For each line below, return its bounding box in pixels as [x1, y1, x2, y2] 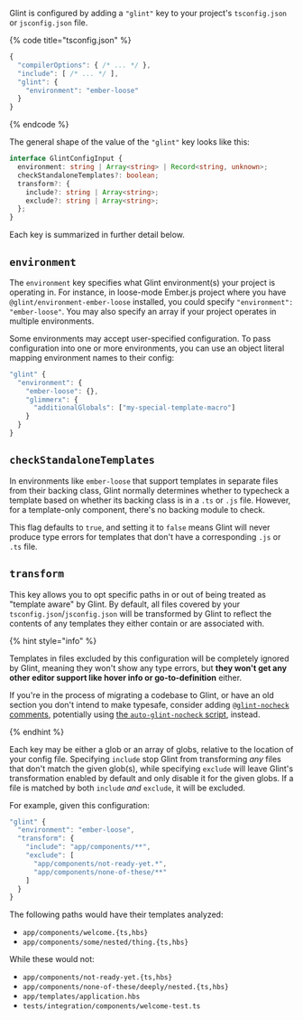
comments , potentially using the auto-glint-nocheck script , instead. [9, 709, 261, 720]
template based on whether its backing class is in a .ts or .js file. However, [9, 495, 291, 505]
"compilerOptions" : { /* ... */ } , [17, 61, 151, 70]
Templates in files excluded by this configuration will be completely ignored [9, 653, 290, 664]
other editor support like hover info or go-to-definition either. [9, 672, 242, 683]
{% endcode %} [9, 119, 69, 130]
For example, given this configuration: [9, 799, 151, 810]
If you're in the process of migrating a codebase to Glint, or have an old [9, 689, 275, 700]
